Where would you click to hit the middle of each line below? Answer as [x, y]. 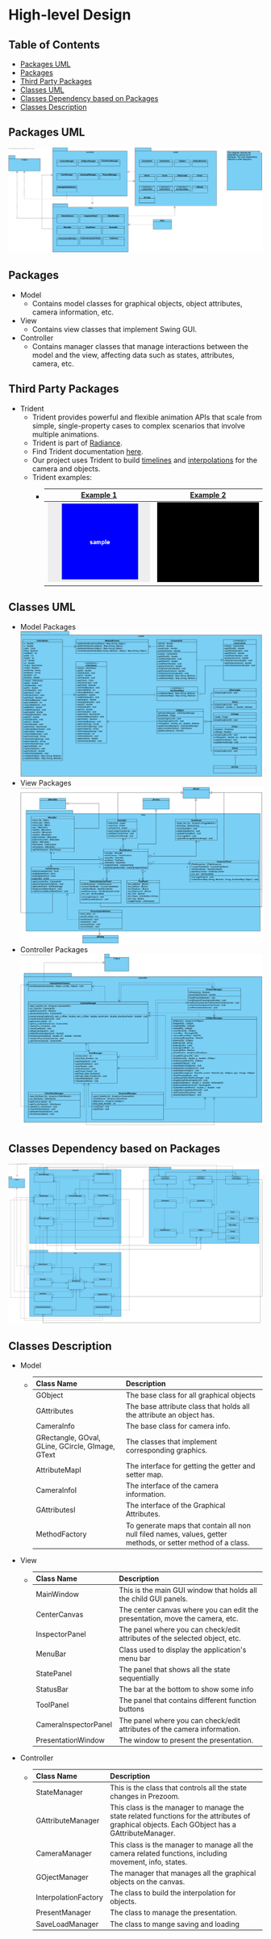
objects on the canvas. [148, 1882]
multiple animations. [65, 434]
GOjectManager [62, 1878]
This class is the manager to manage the [177, 1807]
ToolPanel [52, 1705]
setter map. [144, 1474]
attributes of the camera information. [180, 1729]
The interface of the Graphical [175, 1506]
